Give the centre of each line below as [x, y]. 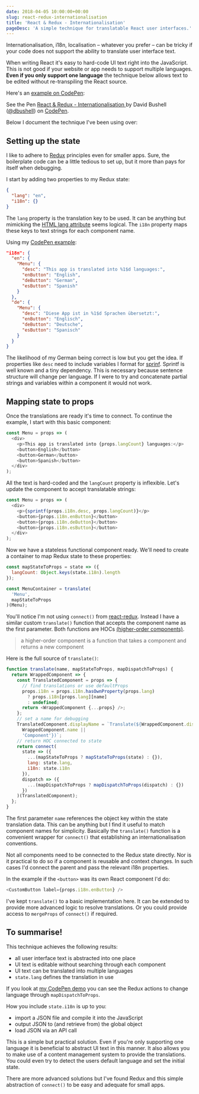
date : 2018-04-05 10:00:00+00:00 [47, 12]
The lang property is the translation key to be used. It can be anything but [96, 218]
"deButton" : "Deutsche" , [52, 324]
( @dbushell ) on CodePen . [38, 111]
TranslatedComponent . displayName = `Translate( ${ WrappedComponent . [102, 724]
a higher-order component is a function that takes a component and [103, 641]
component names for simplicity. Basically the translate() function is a [93, 831]
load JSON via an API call [46, 1030]
